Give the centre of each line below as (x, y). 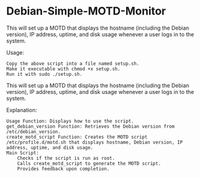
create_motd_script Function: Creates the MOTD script (77, 137)
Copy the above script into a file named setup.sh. (73, 64)
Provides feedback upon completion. (64, 169)
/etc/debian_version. (34, 131)
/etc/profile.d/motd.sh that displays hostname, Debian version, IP (95, 142)
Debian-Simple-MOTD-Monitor (86, 11)
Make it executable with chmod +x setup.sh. (63, 69)
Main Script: (23, 153)
